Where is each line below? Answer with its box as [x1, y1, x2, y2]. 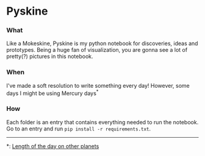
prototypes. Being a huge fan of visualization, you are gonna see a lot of [6, 46, 188, 54]
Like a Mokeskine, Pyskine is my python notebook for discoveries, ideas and [6, 40, 198, 47]
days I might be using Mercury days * [6, 88, 99, 97]
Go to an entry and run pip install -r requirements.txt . [6, 125, 151, 132]
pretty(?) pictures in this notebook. [6, 53, 93, 60]
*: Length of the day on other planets [6, 142, 99, 150]
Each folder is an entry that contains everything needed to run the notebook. [6, 118, 199, 126]
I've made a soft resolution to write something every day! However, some [6, 82, 190, 89]
